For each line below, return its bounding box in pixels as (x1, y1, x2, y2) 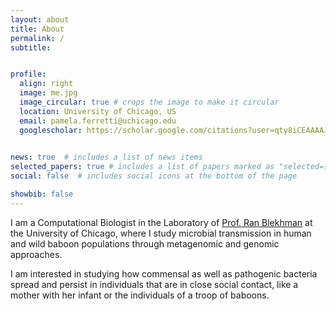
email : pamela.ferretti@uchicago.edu (19, 116, 177, 126)
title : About (10, 24, 65, 34)
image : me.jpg (19, 88, 78, 98)
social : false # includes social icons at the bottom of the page (10, 171, 298, 181)
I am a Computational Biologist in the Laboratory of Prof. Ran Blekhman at (10, 216, 313, 228)
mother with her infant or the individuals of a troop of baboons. (10, 289, 270, 301)
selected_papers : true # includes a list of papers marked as (10, 162, 275, 172)
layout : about (10, 14, 70, 25)
